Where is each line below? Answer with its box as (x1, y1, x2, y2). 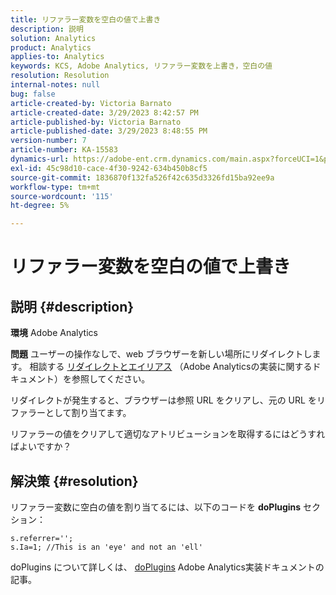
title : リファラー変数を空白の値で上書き (10, 14, 162, 25)
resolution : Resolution (10, 71, 110, 81)
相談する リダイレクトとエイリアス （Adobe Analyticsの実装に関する (29, 361, 313, 373)
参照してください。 (71, 373, 151, 385)
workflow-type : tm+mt (10, 182, 101, 192)
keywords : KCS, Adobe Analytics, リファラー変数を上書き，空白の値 (10, 61, 273, 71)
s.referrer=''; (10, 533, 74, 543)
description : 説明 (10, 24, 84, 34)
